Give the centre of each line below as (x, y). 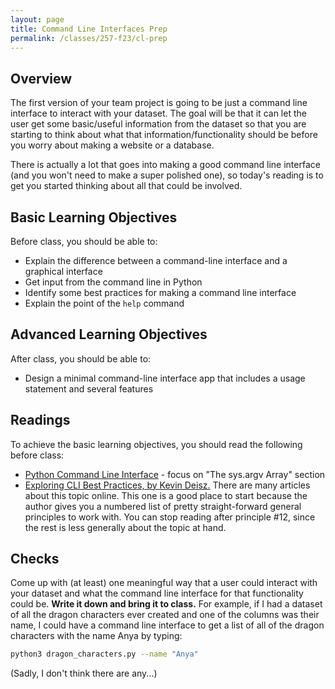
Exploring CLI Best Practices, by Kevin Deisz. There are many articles (167, 485)
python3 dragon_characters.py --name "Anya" (104, 654)
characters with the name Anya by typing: (96, 636)
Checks (35, 559)
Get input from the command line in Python (113, 282)
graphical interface (63, 271)
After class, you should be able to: (81, 358)
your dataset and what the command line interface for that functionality (157, 593)
